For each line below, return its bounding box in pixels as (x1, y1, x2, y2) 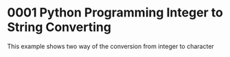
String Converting (7, 19, 112, 35)
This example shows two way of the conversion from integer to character (7, 42, 214, 50)
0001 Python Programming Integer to (7, 5, 223, 21)
